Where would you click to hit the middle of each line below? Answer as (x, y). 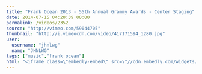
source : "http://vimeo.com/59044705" (54, 28)
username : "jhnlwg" (36, 45)
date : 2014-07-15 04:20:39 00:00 (48, 17)
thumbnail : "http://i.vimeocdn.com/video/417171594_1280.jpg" (86, 34)
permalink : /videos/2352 (37, 23)
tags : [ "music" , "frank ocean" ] (45, 56)
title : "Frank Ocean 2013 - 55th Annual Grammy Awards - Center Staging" (101, 12)
